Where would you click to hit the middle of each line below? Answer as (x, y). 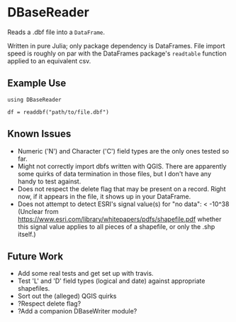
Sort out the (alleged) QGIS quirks (67, 296)
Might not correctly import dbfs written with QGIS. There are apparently (122, 166)
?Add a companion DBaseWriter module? (77, 311)
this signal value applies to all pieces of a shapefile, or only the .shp (116, 226)
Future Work (35, 256)
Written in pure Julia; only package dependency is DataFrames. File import (116, 45)
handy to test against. (49, 181)
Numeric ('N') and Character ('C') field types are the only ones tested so (123, 151)
